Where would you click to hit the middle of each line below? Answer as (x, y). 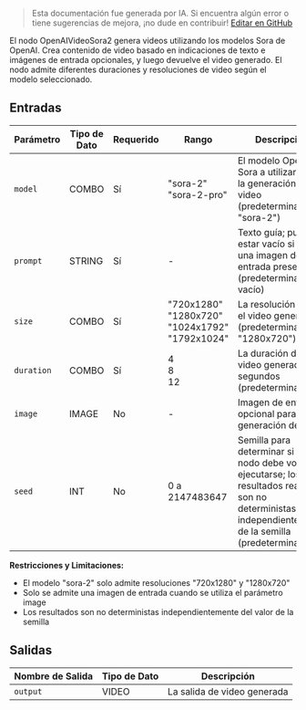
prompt (28, 261)
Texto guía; (261, 232)
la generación (267, 183)
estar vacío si (266, 244)
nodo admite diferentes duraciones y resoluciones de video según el (138, 69)
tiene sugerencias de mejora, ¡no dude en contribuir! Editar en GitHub (162, 23)
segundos (259, 376)
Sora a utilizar (267, 172)
